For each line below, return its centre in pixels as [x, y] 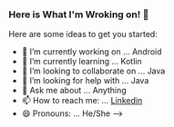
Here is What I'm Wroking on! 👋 [79, 15]
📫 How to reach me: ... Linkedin [82, 101]
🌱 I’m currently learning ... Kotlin [82, 62]
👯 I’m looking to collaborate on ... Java [93, 71]
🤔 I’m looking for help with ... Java [85, 81]
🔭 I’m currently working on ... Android [92, 52]
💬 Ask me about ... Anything [74, 91]
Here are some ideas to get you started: [83, 34]
